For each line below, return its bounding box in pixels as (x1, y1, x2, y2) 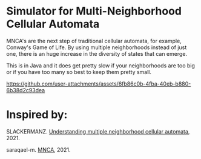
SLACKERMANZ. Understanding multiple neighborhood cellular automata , (6, 127, 190, 135)
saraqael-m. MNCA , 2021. (6, 146, 71, 153)
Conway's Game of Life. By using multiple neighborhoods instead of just (6, 44, 187, 51)
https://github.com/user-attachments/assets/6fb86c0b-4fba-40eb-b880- (6, 80, 191, 87)
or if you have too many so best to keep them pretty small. (6, 68, 152, 75)
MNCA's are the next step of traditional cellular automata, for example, (6, 37, 182, 44)
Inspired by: (6, 108, 68, 122)
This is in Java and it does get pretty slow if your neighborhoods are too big (6, 62, 196, 69)
